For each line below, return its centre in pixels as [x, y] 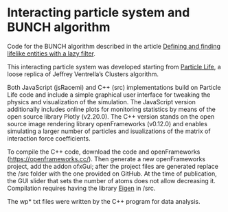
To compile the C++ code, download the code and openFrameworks [104, 152]
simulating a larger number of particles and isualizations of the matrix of [109, 131]
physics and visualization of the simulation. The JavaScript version [101, 102]
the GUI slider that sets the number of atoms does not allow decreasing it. [112, 180]
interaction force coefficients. [49, 138]
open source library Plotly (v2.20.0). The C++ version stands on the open [111, 116]
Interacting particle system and [99, 13]
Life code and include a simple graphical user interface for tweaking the [109, 95]
